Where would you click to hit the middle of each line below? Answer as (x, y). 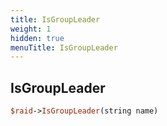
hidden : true (37, 38)
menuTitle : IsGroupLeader (64, 47)
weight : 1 (31, 29)
